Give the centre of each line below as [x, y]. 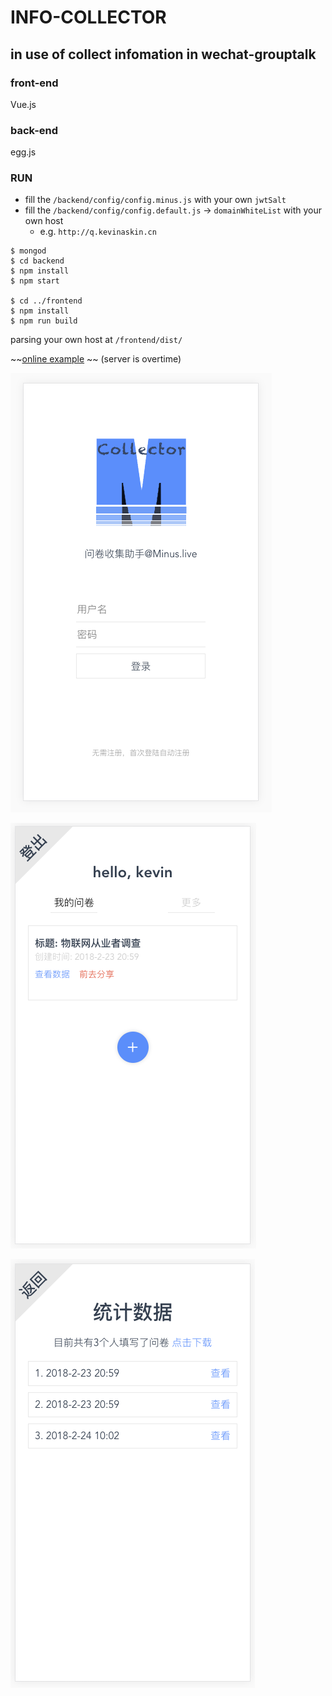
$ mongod [28, 251]
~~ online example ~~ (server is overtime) [96, 359]
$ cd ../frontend [46, 301]
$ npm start [35, 281]
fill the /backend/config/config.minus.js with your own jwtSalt [155, 200]
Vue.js [23, 104]
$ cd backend [37, 261]
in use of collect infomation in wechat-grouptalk [163, 54]
